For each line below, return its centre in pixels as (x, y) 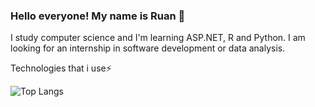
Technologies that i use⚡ (61, 68)
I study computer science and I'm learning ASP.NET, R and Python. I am (158, 38)
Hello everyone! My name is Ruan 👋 (98, 16)
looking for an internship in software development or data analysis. (148, 48)
